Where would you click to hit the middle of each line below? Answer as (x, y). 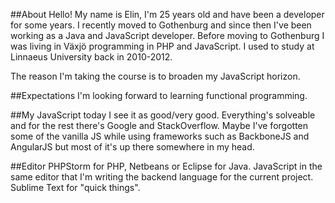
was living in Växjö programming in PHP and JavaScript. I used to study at (162, 46)
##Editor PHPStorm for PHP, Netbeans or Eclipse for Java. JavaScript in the (166, 166)
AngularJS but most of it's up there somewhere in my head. (132, 147)
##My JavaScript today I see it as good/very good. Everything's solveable (163, 115)
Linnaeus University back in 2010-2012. (91, 57)
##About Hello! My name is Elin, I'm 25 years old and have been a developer (167, 14)
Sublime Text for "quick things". (75, 187)
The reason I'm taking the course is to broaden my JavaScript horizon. (155, 76)
